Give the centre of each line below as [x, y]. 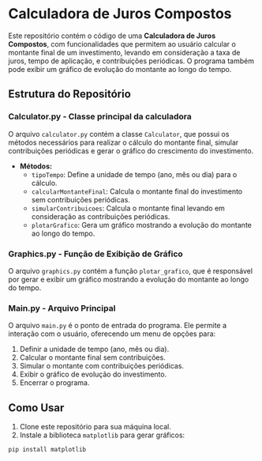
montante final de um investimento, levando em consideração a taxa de [124, 52]
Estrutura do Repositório [70, 94]
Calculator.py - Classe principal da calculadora [100, 117]
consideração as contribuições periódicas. [101, 216]
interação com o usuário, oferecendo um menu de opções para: [112, 334]
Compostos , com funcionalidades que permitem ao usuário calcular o [122, 43]
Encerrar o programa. [54, 383]
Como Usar [36, 408]
